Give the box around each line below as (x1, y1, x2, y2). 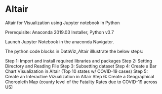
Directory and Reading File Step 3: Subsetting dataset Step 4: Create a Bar (5, 63, 157, 69)
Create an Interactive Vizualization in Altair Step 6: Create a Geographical (5, 73, 155, 79)
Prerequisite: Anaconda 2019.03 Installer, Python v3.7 (5, 29, 114, 35)
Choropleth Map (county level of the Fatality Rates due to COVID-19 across (5, 79, 158, 85)
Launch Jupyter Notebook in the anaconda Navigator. (5, 38, 115, 45)
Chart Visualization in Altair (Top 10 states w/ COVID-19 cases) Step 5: (5, 68, 148, 74)
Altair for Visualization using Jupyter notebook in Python (5, 20, 120, 26)
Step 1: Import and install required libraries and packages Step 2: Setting (5, 58, 152, 63)
